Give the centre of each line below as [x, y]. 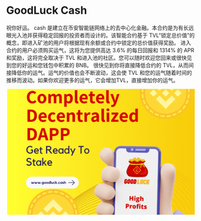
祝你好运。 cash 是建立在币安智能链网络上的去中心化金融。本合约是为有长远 [100, 28]
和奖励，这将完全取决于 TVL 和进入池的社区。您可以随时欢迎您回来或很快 [97, 57]
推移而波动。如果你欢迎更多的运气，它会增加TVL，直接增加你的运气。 [92, 80]
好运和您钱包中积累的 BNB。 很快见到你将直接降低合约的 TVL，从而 [105, 65]
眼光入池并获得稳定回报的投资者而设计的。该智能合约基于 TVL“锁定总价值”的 [100, 35]
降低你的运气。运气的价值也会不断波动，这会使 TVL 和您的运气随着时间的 [102, 72]
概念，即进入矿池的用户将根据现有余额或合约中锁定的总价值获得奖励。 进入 [99, 43]
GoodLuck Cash [47, 10]
